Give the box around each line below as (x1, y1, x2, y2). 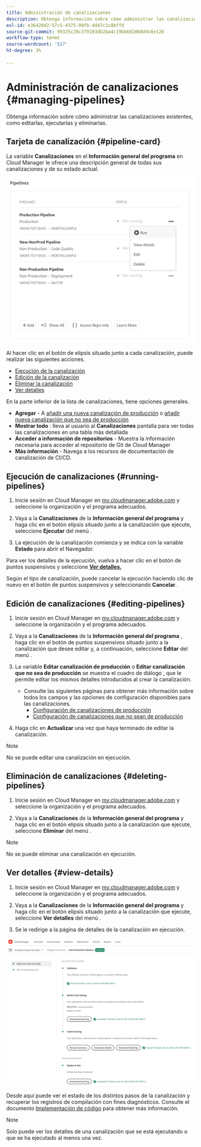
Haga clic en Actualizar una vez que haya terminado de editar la (14, 724, 174, 731)
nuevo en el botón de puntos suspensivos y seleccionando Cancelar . (6, 581, 177, 589)
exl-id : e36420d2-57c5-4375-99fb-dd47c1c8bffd (6, 22, 124, 28)
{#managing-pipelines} (6, 93, 126, 107)
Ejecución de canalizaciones (6, 471, 115, 482)
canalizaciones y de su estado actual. (6, 165, 99, 172)
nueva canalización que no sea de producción (14, 416, 129, 423)
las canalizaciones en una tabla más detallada (14, 428, 129, 436)
